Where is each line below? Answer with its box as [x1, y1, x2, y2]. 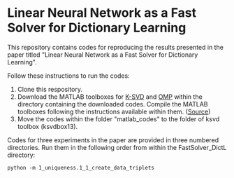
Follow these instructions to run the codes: [7, 71, 131, 80]
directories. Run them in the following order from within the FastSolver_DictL [7, 143, 227, 151]
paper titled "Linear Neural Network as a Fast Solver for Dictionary [7, 50, 198, 59]
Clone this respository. [17, 85, 82, 93]
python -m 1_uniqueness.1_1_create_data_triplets [7, 164, 155, 171]
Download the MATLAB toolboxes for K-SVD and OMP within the [17, 93, 203, 101]
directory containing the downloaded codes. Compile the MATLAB [17, 100, 208, 108]
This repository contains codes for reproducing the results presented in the [7, 43, 224, 51]
